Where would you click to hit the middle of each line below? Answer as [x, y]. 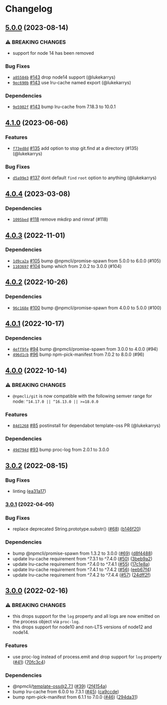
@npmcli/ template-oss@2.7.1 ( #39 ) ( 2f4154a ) [60, 686]
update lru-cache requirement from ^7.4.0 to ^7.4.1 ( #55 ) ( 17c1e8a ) [81, 564]
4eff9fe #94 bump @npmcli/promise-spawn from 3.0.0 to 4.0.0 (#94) [85, 349]
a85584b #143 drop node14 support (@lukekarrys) [64, 77]
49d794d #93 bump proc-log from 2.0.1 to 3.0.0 [61, 450]
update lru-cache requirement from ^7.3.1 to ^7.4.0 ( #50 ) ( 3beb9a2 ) [82, 558]
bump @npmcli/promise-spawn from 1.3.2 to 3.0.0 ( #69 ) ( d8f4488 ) [82, 553]
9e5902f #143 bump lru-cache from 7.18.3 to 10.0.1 [64, 107]
